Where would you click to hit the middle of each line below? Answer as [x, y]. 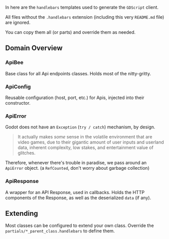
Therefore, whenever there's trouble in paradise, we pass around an [76, 163]
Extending [22, 213]
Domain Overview [34, 48]
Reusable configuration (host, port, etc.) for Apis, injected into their [75, 98]
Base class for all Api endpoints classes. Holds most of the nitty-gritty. [78, 73]
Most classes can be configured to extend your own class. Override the [79, 226]
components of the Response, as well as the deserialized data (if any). [78, 198]
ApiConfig [18, 86]
